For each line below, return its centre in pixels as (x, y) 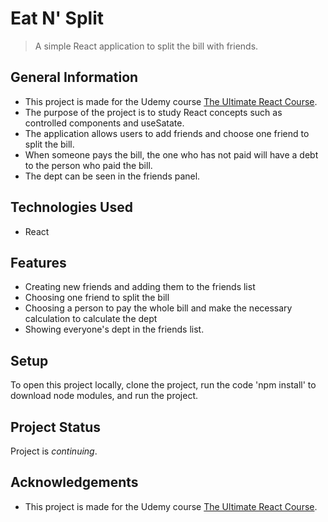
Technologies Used (71, 207)
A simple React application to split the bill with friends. (146, 46)
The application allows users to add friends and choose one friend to (167, 133)
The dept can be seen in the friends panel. (112, 176)
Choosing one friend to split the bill (97, 298)
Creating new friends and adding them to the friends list (140, 287)
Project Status (56, 427)
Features (38, 262)
